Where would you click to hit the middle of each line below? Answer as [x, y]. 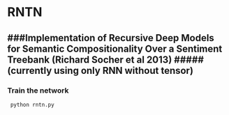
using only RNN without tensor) [124, 70]
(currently [30, 70]
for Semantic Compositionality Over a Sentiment [115, 48]
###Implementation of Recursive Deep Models [111, 38]
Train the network [38, 90]
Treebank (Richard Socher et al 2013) [90, 60]
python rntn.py [32, 105]
